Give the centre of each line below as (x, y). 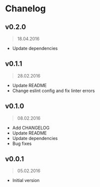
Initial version (26, 181)
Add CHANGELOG (31, 128)
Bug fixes (22, 143)
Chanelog (25, 9)
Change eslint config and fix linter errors (53, 91)
